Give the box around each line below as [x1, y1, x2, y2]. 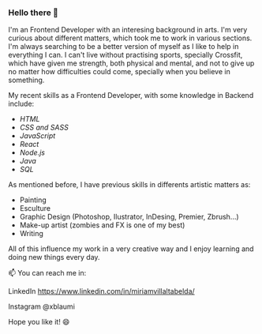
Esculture [19, 204, 51, 213]
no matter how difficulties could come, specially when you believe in [8, 67, 230, 77]
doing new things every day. [8, 253, 100, 262]
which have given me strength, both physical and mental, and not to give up [8, 58, 255, 68]
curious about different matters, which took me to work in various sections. [8, 33, 253, 43]
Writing [19, 229, 43, 238]
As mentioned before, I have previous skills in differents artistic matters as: [8, 180, 251, 190]
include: [8, 99, 35, 109]
